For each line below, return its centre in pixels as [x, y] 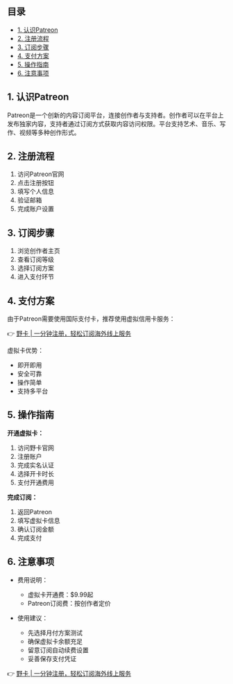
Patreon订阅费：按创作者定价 [69, 603]
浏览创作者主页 [38, 251]
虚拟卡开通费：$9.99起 [60, 595]
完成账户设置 [35, 209]
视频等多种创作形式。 [50, 132]
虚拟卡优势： [25, 351]
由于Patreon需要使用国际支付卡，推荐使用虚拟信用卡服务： [91, 319]
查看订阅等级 [35, 260]
